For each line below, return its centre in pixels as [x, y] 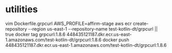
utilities [22, 9]
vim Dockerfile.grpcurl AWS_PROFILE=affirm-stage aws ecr [69, 23]
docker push [116, 40]
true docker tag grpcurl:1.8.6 [35, 34]
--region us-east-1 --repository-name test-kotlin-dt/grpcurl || [93, 29]
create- [141, 23]
